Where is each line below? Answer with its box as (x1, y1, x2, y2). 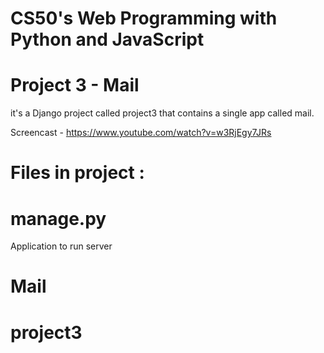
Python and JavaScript (10, 28, 205, 51)
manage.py (10, 207, 107, 230)
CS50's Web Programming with (10, 7, 278, 30)
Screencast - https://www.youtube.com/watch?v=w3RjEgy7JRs (10, 127, 272, 139)
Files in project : (10, 162, 145, 184)
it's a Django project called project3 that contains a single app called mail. (10, 107, 315, 119)
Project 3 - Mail (10, 74, 140, 97)
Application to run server (10, 240, 113, 252)
